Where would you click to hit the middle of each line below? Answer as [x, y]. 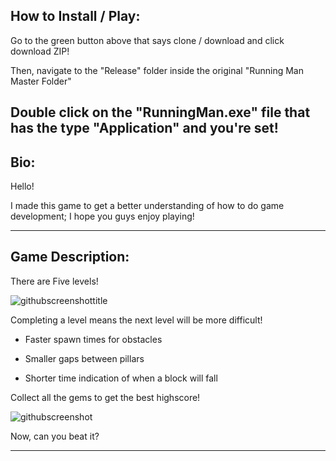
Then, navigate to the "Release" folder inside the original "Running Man [157, 70]
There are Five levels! [54, 281]
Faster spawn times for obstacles [93, 339]
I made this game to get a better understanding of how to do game [147, 206]
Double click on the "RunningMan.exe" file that [160, 112]
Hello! [22, 186]
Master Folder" [41, 81]
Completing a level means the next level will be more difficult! [136, 320]
